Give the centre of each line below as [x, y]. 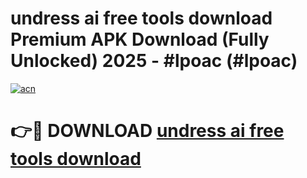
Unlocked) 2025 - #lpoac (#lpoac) [154, 61]
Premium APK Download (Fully [140, 39]
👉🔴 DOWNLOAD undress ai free [147, 131]
